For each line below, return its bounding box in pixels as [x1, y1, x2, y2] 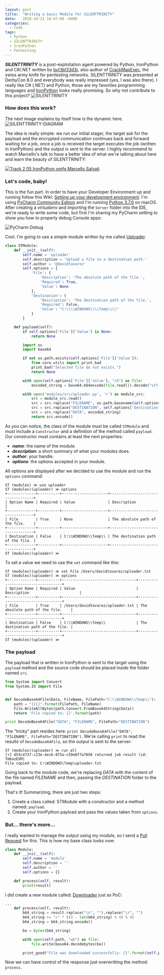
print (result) [22, 883, 51, 888]
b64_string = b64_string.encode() [22, 919, 93, 925]
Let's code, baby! [5, 178, 47, 184]
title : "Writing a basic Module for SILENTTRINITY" [5, 12, 115, 17]
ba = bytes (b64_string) [22, 928, 71, 933]
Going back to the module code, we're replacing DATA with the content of [5, 770, 153, 775]
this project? [5, 92, 30, 98]
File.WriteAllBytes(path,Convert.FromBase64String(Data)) [14, 706, 134, 711]
